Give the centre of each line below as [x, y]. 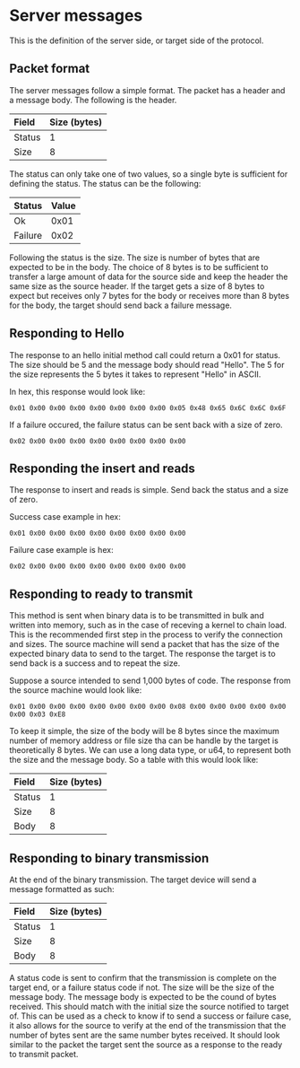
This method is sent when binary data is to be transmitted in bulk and [137, 616]
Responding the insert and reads [102, 468]
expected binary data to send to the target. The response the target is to [142, 654]
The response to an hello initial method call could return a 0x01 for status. [145, 355]
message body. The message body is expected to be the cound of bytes [143, 997]
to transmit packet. [44, 1054]
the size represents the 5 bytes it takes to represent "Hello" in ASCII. [135, 374]
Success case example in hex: [65, 517]
